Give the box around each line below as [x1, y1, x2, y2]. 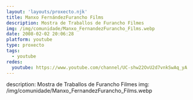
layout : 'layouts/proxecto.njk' [6, 8, 87, 15]
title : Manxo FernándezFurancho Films [6, 14, 104, 20]
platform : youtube [6, 37, 52, 43]
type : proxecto [6, 43, 45, 49]
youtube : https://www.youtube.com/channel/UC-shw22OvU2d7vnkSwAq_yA [11, 64, 188, 71]
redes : [6, 59, 23, 65]
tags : [6, 48, 20, 54]
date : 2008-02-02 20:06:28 [6, 31, 74, 37]
